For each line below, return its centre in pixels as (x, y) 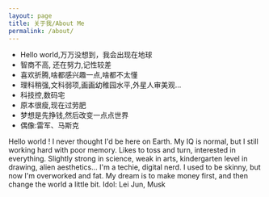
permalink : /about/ (41, 31)
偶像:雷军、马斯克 (49, 125)
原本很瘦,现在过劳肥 (53, 105)
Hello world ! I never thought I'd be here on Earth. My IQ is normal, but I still (133, 141)
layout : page (30, 16)
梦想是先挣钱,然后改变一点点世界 (74, 115)
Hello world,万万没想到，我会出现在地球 (86, 55)
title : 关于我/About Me (46, 23)
